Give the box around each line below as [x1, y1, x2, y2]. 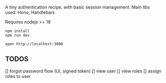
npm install [5, 29, 30, 34]
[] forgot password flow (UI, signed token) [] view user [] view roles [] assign [5, 68, 162, 74]
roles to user [5, 73, 31, 79]
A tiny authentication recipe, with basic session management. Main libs [5, 4, 150, 10]
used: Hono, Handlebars [5, 9, 55, 15]
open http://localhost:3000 [5, 41, 63, 46]
